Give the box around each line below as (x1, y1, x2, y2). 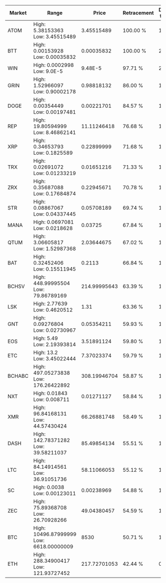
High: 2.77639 (33, 300, 68, 307)
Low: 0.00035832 (33, 54, 76, 60)
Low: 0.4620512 (33, 307, 73, 313)
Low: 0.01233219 (33, 170, 76, 177)
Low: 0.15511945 (33, 266, 76, 272)
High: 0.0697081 (33, 219, 74, 225)
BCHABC (7, 373, 29, 379)
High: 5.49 (33, 335, 58, 342)
